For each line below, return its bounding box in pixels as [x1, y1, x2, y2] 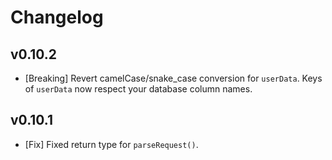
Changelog [10, 6, 104, 29]
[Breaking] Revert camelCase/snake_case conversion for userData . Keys [24, 72, 323, 84]
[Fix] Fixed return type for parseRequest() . [24, 138, 199, 150]
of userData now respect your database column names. [24, 83, 253, 95]
